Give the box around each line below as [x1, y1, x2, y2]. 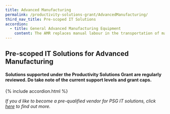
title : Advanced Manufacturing [5, 7, 71, 13]
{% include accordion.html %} [5, 88, 68, 94]
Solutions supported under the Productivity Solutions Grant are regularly [5, 71, 162, 77]
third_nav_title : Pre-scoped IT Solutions [5, 17, 96, 22]
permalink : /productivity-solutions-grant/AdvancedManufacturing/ [5, 12, 148, 17]
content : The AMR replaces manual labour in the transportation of [14, 31, 159, 36]
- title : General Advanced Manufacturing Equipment [10, 26, 121, 31]
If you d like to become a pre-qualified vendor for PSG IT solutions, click [5, 98, 156, 104]
